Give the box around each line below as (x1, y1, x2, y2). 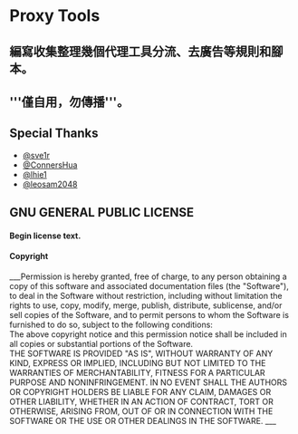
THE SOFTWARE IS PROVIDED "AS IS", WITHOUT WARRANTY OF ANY (9, 348, 274, 359)
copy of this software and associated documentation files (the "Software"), (9, 280, 290, 291)
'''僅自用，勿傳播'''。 (9, 94, 130, 110)
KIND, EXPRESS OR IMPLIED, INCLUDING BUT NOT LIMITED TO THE (9, 357, 266, 368)
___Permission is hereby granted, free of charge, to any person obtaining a (9, 271, 287, 282)
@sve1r (22, 149, 50, 160)
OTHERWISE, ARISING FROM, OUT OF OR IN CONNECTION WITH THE (9, 405, 274, 417)
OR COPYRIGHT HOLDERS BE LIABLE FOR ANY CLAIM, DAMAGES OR (9, 386, 272, 397)
